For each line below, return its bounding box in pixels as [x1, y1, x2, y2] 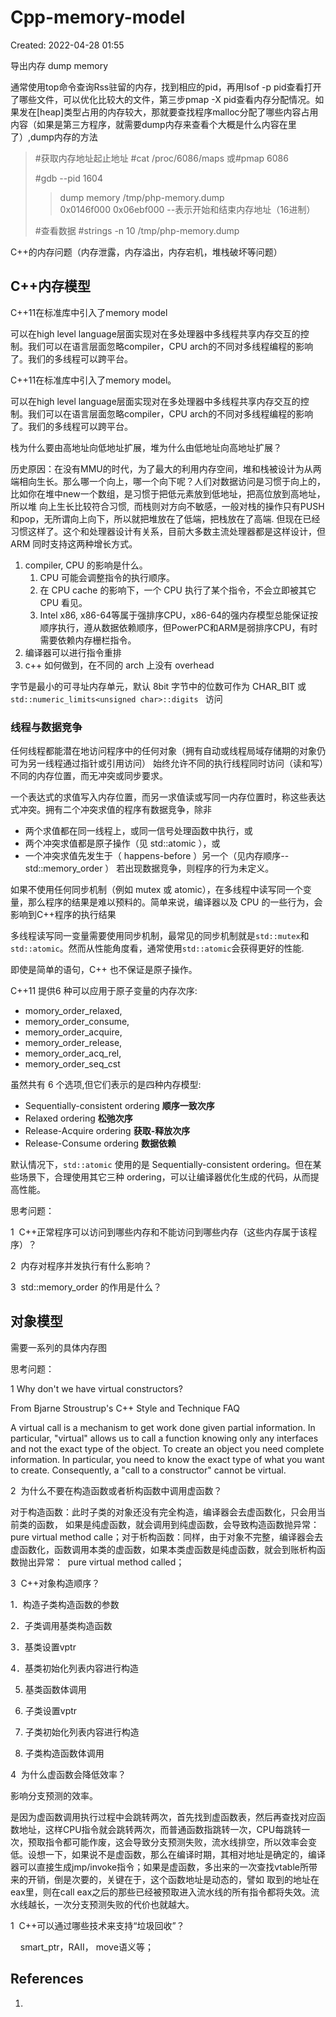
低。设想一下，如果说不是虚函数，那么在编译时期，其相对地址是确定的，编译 [10, 1848, 326, 1860]
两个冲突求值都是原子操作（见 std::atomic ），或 [24, 837, 221, 850]
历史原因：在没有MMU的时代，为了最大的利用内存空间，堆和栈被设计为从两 [10, 462, 322, 475]
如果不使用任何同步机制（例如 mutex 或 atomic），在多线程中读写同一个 [10, 884, 303, 896]
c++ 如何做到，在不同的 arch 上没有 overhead [24, 659, 215, 671]
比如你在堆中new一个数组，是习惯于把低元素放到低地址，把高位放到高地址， [10, 487, 326, 500]
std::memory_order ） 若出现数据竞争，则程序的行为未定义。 [24, 862, 275, 875]
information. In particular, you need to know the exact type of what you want [10, 1453, 325, 1465]
